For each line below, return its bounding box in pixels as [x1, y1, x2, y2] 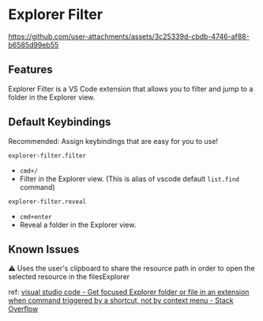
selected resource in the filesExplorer [8, 272, 130, 281]
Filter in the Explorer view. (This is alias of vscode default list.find [19, 174, 239, 183]
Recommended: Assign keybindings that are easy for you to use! [8, 136, 219, 145]
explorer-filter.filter [8, 152, 87, 160]
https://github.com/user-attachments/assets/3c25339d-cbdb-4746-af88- [8, 32, 250, 41]
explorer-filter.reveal [8, 198, 87, 206]
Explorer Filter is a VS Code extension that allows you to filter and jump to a [8, 84, 254, 93]
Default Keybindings [8, 115, 111, 129]
